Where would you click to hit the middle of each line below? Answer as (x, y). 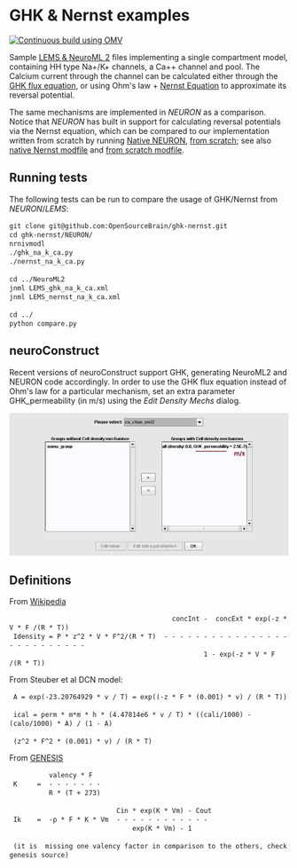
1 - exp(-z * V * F (239, 655)
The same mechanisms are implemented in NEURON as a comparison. (138, 112)
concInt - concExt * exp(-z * (230, 619)
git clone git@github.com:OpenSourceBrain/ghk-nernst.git (118, 226)
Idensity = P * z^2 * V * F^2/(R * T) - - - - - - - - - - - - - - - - (150, 637)
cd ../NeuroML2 (37, 279)
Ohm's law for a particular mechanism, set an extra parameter (122, 391)
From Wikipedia (38, 602)
